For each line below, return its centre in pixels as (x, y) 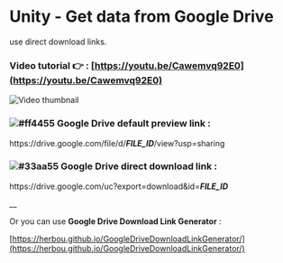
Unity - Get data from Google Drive (141, 17)
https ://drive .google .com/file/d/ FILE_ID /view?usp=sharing (117, 143)
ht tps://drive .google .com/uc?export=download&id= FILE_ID (119, 186)
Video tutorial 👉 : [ (52, 65)
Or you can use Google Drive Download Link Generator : (116, 221)
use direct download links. (58, 42)
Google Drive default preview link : (134, 124)
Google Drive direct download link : (139, 166)
